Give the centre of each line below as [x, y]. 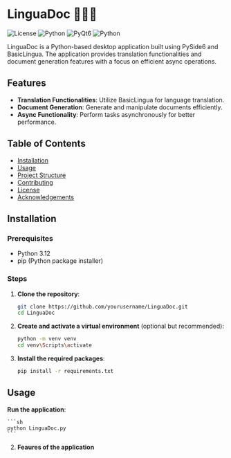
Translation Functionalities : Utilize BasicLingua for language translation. [121, 100]
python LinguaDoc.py [37, 428]
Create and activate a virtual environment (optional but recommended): [121, 326]
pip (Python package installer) [60, 261]
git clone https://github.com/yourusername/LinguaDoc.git [102, 306]
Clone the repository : [48, 294]
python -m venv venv [47, 339]
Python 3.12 [34, 254]
